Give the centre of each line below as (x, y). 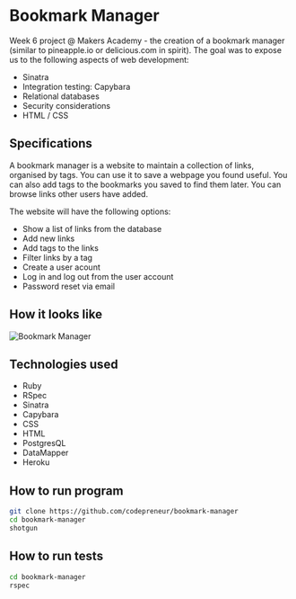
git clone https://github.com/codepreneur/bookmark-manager (124, 512)
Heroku (36, 462)
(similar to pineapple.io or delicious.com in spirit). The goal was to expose (146, 49)
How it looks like (56, 314)
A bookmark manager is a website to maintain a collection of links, (131, 165)
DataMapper (45, 453)
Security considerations (66, 105)
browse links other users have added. (79, 193)
